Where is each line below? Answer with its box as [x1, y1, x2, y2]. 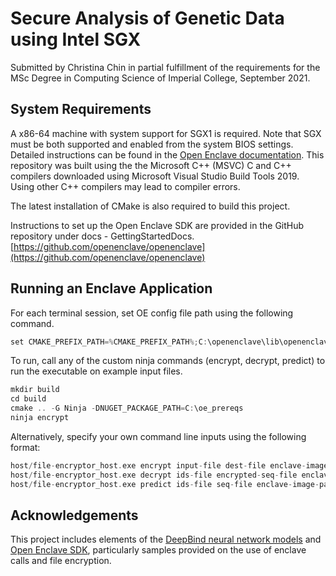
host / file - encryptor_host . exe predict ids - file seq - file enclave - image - [10, 479, 320, 489]
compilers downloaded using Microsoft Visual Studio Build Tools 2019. [10, 170, 300, 182]
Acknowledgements [10, 507, 139, 524]
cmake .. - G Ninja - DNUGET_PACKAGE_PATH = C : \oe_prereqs [10, 403, 244, 414]
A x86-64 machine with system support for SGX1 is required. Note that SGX [10, 127, 322, 139]
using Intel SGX [10, 28, 142, 51]
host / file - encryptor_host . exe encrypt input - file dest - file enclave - [10, 460, 307, 471]
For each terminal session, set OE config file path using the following [10, 307, 294, 319]
